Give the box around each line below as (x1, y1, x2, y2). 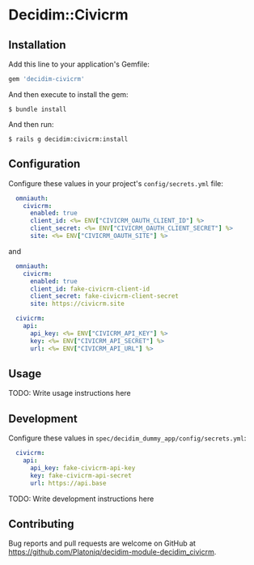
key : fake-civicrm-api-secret (29, 471, 132, 479)
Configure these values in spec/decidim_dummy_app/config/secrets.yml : (8, 433, 247, 443)
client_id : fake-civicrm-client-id (29, 285, 150, 293)
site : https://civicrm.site (29, 299, 125, 308)
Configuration (8, 157, 81, 171)
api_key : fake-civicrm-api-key (29, 464, 136, 472)
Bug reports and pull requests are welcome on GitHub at (8, 538, 197, 548)
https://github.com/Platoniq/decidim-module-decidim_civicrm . (8, 547, 217, 557)
